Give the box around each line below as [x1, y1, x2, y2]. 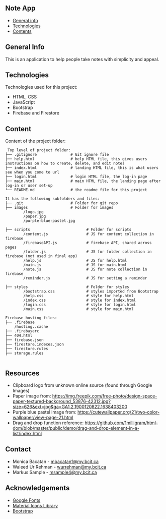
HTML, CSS [12, 94, 37, 100]
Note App [5, 4, 36, 13]
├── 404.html [5, 333, 33, 338]
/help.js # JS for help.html [23, 258, 127, 263]
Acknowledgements [5, 484, 70, 492]
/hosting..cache [14, 324, 49, 329]
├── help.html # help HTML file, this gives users [5, 156, 147, 162]
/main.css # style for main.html [23, 307, 134, 312]
